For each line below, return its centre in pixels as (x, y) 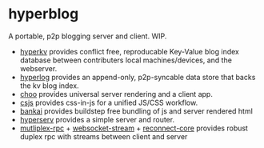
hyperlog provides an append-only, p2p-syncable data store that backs (138, 77)
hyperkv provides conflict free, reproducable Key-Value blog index (130, 51)
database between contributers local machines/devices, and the (126, 60)
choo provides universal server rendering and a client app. (116, 94)
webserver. (38, 68)
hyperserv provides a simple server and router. (97, 119)
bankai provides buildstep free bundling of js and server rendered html (136, 111)
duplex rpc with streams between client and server (104, 136)
